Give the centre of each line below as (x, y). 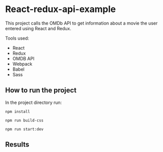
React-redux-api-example (61, 9)
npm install (18, 111)
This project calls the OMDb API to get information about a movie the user (81, 23)
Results (17, 145)
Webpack (22, 64)
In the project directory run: (34, 102)
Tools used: (17, 38)
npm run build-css (24, 120)
